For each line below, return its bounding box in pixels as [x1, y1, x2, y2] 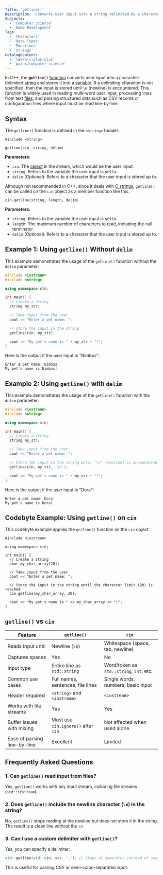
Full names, [51, 676, 78, 682]
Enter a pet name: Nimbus [5, 362, 57, 367]
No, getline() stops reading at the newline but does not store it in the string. [5, 818, 159, 824]
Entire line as [51, 662, 81, 669]
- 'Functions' [9, 43, 38, 48]
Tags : [5, 30, 16, 35]
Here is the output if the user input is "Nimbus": [5, 353, 100, 358]
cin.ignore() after [51, 723, 94, 730]
